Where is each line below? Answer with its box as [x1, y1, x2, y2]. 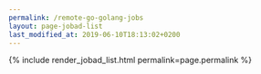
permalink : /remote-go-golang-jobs [8, 13, 144, 23]
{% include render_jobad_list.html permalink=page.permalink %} [8, 55, 253, 66]
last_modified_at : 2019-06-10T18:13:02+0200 [8, 30, 181, 39]
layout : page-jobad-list [8, 22, 103, 31]
